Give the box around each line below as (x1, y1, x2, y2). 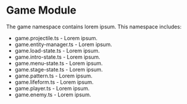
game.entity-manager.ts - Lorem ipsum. (14, 41, 112, 48)
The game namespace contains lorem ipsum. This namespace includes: (6, 23, 182, 30)
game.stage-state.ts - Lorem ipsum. (14, 66, 103, 73)
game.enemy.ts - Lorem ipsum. (14, 91, 91, 98)
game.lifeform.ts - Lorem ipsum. (14, 78, 94, 86)
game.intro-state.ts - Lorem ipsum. (14, 53, 101, 60)
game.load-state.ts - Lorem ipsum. (14, 47, 100, 54)
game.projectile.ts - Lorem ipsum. (14, 34, 98, 41)
